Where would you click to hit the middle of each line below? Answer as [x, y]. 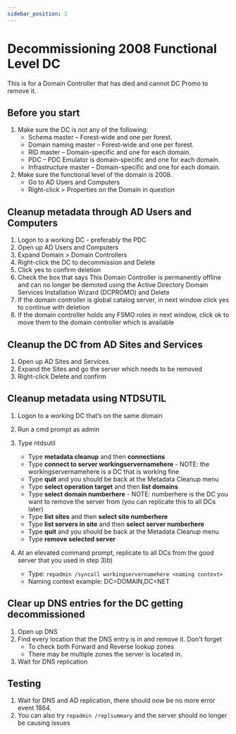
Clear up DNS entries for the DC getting [95, 604]
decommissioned [46, 614]
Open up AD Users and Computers [68, 247]
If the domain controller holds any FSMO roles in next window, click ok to [123, 315]
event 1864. [34, 708]
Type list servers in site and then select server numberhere [116, 524]
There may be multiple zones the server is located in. [105, 654]
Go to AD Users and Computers [74, 182]
